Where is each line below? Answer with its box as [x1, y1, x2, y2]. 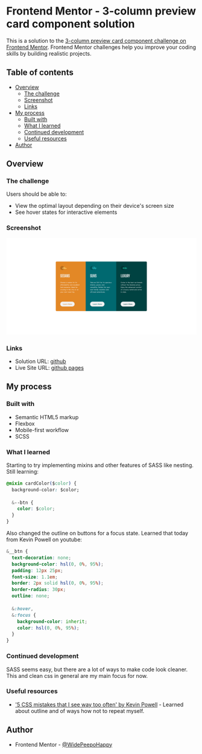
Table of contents [6, 68, 74, 78]
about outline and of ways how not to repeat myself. [14, 707, 145, 714]
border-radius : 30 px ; [11, 587, 66, 593]
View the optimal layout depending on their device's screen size [14, 202, 174, 210]
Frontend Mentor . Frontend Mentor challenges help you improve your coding [6, 43, 197, 51]
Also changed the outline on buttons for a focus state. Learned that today [6, 530, 189, 537]
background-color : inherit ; [17, 618, 87, 625]
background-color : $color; [11, 486, 80, 493]
